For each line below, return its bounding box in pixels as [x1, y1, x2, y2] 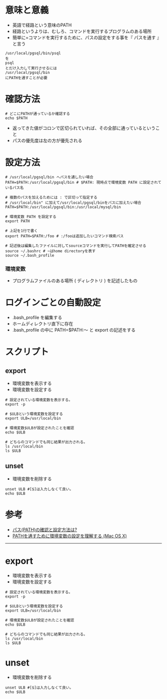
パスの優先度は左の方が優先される [12, 137, 83, 143]
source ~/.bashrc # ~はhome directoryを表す [5, 248, 96, 254]
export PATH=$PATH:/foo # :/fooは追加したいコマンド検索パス [5, 233, 124, 239]
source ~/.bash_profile [5, 253, 55, 258]
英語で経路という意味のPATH [12, 22, 72, 28]
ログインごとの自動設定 [5, 297, 101, 309]
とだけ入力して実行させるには [5, 65, 57, 70]
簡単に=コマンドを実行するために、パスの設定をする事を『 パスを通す [12, 34, 156, 40]
